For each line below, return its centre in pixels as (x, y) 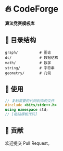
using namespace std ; (27, 110)
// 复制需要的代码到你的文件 (30, 101)
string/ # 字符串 (30, 68)
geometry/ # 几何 (28, 73)
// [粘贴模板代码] (21, 114)
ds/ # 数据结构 (32, 58)
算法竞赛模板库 (20, 23)
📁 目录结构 (20, 40)
